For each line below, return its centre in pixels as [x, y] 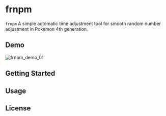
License [18, 108]
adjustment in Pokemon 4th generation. [47, 29]
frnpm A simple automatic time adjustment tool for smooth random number [83, 24]
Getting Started [30, 73]
